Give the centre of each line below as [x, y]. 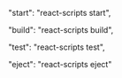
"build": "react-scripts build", [61, 30]
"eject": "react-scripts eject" [60, 64]
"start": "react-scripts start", [60, 13]
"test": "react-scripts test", [57, 47]
